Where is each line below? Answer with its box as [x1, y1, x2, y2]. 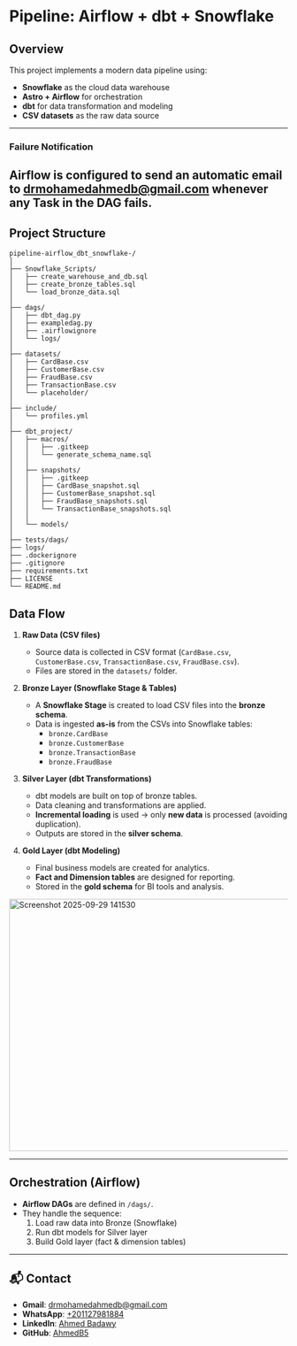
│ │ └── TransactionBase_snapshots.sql [9, 504, 172, 514]
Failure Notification [9, 140, 94, 152]
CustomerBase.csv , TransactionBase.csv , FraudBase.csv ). [34, 656, 240, 666]
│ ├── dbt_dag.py [9, 312, 81, 320]
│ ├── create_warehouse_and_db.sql [9, 273, 148, 281]
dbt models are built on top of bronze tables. [34, 790, 198, 801]
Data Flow [9, 606, 65, 621]
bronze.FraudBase [48, 758, 112, 766]
